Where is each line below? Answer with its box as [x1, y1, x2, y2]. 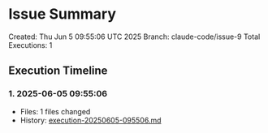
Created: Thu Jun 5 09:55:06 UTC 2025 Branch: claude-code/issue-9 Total [8, 32, 261, 41]
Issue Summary [8, 5, 116, 24]
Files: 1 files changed [19, 106, 91, 116]
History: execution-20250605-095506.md [19, 115, 162, 125]
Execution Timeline [8, 64, 108, 78]
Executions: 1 [8, 40, 53, 49]
